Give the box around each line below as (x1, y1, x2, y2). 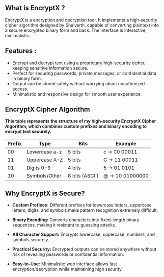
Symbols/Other (27, 173, 62, 179)
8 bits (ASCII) (68, 173, 99, 179)
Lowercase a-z (27, 149, 62, 155)
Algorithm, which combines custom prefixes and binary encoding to (5, 124, 147, 129)
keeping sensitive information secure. (12, 65, 88, 71)
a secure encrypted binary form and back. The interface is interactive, (5, 27, 147, 33)
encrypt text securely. (5, 128, 52, 134)
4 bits (68, 164, 81, 171)
